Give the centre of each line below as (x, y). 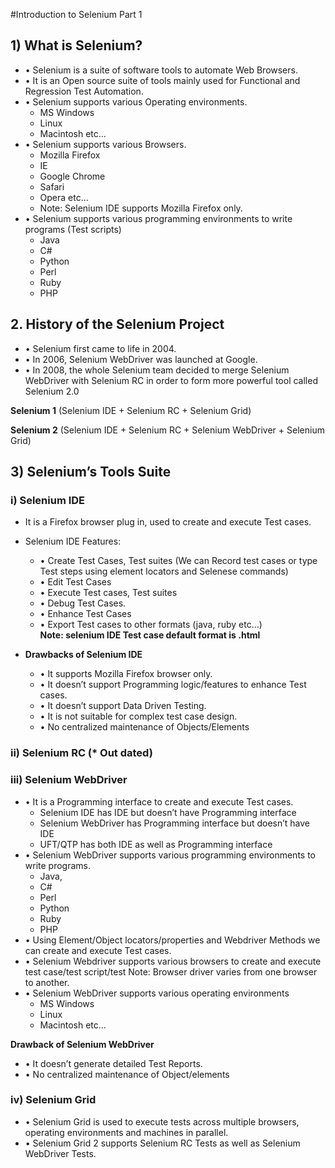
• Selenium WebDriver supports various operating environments (157, 993)
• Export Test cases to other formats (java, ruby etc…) (151, 625)
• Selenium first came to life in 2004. (100, 348)
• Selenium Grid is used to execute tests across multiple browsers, (162, 1121)
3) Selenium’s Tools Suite (91, 472)
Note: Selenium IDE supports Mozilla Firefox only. (141, 208)
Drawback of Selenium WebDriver (82, 1044)
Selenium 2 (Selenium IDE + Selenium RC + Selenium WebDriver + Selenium (167, 430)
